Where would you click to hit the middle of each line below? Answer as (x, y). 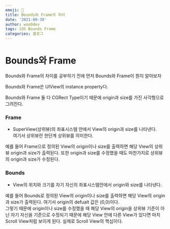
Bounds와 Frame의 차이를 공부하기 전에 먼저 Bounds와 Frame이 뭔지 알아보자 (83, 76)
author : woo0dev (22, 24)
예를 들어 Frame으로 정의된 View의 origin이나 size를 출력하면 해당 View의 (79, 147)
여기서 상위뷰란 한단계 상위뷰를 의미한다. (53, 135)
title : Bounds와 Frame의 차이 (35, 15)
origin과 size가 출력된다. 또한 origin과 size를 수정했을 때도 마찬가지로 (80, 153)
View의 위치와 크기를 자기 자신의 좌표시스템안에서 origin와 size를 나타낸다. (87, 185)
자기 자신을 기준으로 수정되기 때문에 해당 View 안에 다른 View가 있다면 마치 (86, 215)
